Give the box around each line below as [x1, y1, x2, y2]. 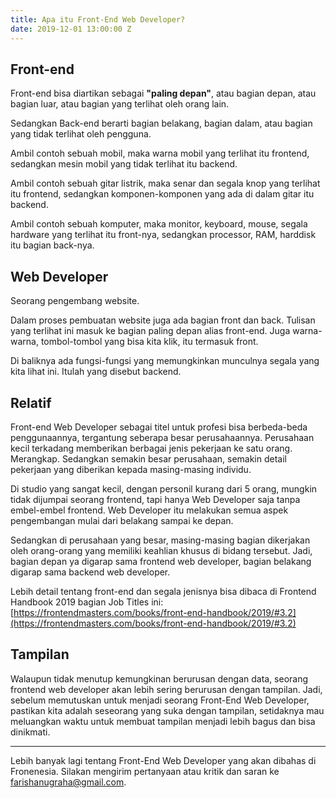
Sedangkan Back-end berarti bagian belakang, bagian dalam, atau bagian [10, 117, 313, 130]
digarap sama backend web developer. [10, 566, 171, 578]
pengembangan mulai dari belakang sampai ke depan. [10, 514, 234, 526]
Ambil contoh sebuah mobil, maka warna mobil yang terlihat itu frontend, [10, 147, 310, 160]
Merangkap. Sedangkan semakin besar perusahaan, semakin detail [10, 452, 287, 465]
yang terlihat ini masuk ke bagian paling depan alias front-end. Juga [10, 325, 291, 337]
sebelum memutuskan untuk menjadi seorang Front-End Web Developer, [10, 694, 310, 706]
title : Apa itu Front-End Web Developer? [10, 14, 186, 25]
